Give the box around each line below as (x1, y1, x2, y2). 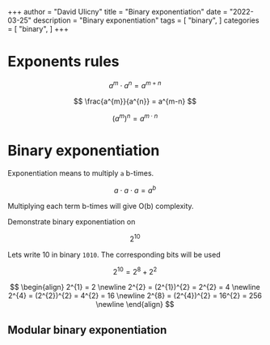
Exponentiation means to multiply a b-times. (7, 168, 154, 178)
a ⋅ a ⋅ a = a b (113, 184, 157, 195)
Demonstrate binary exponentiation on (7, 216, 136, 226)
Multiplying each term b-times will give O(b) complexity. (7, 201, 195, 211)
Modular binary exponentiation (7, 323, 167, 337)
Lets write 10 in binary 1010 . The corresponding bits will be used (7, 249, 221, 259)
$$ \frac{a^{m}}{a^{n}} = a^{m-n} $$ (73, 96, 197, 106)
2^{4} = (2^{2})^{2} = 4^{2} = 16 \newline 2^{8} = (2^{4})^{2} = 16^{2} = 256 (8, 291, 262, 300)
